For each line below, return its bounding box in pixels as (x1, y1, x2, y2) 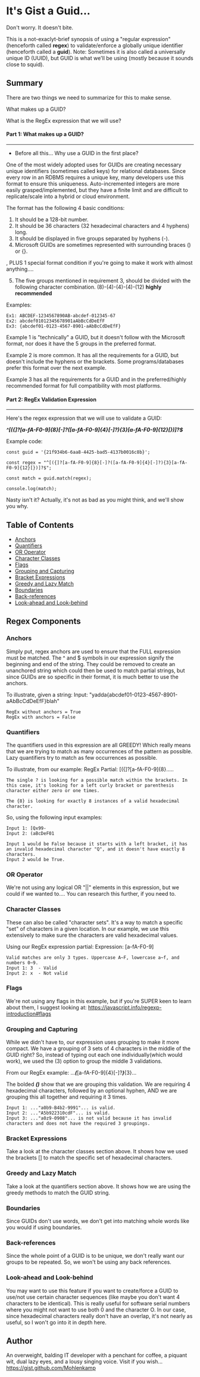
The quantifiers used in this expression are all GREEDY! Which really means (6, 741, 191, 748)
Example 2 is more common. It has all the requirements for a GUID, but (6, 351, 179, 358)
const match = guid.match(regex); (6, 475, 92, 481)
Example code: (6, 438, 43, 445)
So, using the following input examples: (6, 813, 103, 821)
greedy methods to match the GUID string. (6, 1189, 110, 1196)
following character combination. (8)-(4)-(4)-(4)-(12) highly (14, 283, 162, 290)
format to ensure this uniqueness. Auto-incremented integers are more (6, 180, 180, 187)
